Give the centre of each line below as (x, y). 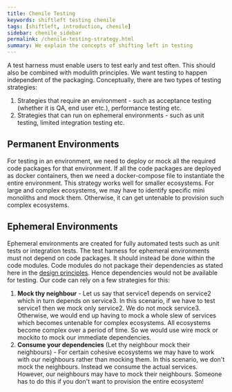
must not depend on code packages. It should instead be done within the (111, 258)
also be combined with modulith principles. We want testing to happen (107, 72)
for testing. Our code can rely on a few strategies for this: (89, 280)
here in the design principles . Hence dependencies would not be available (113, 273)
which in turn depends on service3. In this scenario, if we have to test (116, 300)
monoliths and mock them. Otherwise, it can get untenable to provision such (116, 197)
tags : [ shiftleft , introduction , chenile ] (69, 26)
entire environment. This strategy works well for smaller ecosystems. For (111, 183)
